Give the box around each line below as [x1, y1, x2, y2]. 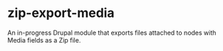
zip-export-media [7, 5, 115, 21]
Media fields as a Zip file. [7, 35, 81, 44]
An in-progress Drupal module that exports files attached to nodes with [7, 28, 217, 37]
